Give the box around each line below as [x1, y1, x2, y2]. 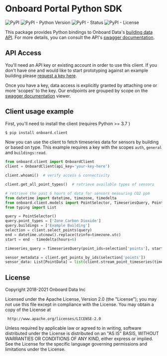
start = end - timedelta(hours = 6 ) [5, 237, 77, 242]
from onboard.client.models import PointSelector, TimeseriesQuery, [5, 200, 150, 205]
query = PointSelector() [5, 214, 57, 219]
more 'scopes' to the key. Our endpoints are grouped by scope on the [5, 88, 148, 94]
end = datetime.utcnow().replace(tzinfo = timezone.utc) [5, 232, 121, 237]
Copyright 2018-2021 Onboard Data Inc [5, 287, 86, 293]
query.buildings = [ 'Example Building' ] [5, 223, 90, 228]
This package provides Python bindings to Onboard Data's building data [5, 29, 153, 35]
